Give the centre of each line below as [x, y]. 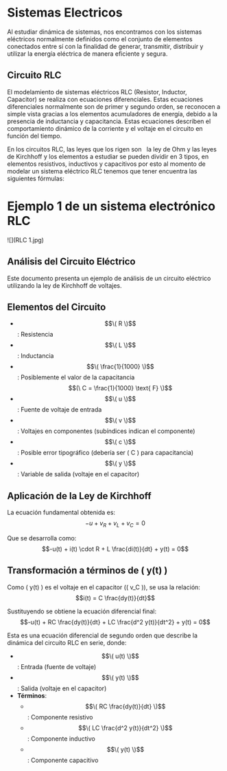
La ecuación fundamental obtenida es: [61, 513]
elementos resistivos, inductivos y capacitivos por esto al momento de [106, 164]
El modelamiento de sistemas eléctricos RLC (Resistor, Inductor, [97, 92]
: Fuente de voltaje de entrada [59, 410]
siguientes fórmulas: [36, 178]
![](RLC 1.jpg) [26, 240]
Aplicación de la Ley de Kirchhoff [80, 496]
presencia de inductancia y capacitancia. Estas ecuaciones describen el [109, 121]
